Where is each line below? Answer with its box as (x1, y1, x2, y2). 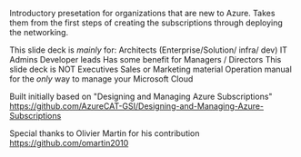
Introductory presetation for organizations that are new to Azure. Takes (9, 8, 276, 18)
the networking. (9, 27, 69, 37)
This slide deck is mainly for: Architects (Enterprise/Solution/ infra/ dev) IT (9, 44, 288, 55)
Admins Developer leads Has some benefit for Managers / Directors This (9, 54, 282, 64)
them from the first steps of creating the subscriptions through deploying (9, 17, 284, 28)
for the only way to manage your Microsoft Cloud (9, 74, 194, 84)
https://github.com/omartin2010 (9, 138, 129, 148)
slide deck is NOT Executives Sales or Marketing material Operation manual (9, 64, 293, 74)
